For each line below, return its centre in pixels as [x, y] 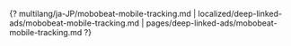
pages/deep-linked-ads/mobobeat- [212, 23]
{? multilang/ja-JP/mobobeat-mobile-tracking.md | [103, 14]
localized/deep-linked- [240, 14]
